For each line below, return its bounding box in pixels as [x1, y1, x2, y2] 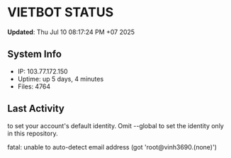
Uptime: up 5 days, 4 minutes [17, 74, 104, 83]
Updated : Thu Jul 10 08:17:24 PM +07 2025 [7, 28, 135, 36]
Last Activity [7, 103, 65, 115]
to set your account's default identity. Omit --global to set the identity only [7, 121, 225, 130]
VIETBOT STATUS [7, 4, 114, 21]
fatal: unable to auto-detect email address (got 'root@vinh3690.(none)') [7, 142, 218, 151]
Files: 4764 [17, 82, 51, 91]
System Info [7, 48, 62, 60]
